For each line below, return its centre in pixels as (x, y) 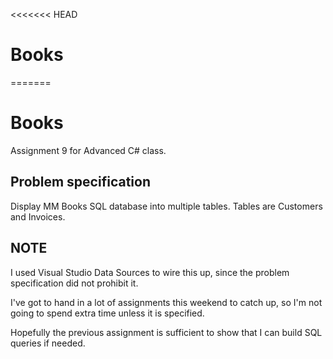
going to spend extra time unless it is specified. (107, 313)
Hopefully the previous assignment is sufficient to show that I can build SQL (166, 332)
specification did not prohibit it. (74, 283)
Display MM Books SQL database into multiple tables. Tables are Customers (166, 206)
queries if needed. (48, 343)
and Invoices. (38, 216)
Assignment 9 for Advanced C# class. (88, 150)
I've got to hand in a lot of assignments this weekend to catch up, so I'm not (166, 302)
